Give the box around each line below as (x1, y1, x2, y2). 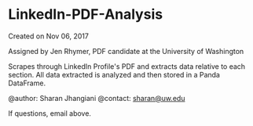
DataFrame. (8, 78, 46, 88)
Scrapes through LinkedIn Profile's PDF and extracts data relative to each (8, 61, 246, 71)
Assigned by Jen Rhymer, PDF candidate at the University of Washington (8, 46, 244, 56)
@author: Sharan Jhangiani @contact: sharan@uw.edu (8, 93, 185, 103)
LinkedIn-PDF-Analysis (8, 5, 163, 23)
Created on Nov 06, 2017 (8, 31, 89, 41)
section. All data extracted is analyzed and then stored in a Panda (8, 70, 220, 79)
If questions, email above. (8, 108, 92, 118)
